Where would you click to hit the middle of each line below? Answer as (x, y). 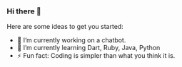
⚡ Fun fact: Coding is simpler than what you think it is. (96, 56)
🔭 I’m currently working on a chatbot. (71, 40)
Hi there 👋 (24, 11)
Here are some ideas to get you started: (65, 27)
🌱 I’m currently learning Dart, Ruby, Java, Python (89, 48)
